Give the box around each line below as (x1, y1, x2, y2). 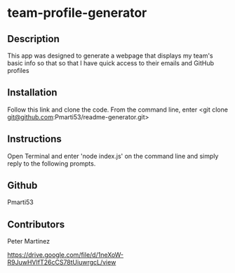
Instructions (7, 133, 62, 145)
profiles (7, 67, 29, 74)
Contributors (7, 218, 65, 230)
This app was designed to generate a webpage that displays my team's (7, 51, 214, 60)
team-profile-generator (7, 5, 147, 21)
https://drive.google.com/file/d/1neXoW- (7, 251, 124, 259)
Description (7, 33, 60, 45)
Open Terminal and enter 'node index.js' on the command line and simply (7, 152, 219, 160)
